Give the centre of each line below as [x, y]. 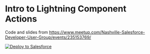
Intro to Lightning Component [66, 9]
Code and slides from [27, 32]
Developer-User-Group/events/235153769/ [48, 37]
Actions [21, 19]
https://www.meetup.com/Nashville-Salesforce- [97, 32]
